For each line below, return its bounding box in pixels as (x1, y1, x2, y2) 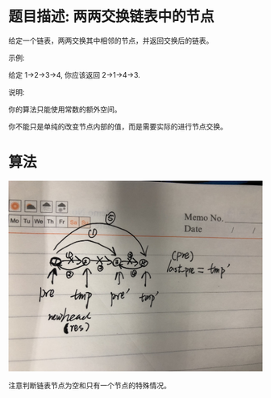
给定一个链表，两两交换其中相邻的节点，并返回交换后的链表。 (8, 36, 214, 45)
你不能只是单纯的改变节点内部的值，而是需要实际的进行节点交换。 (8, 121, 227, 131)
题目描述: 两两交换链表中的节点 (8, 7, 215, 26)
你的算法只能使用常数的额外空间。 (8, 104, 122, 114)
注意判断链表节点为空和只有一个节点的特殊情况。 (8, 381, 171, 391)
